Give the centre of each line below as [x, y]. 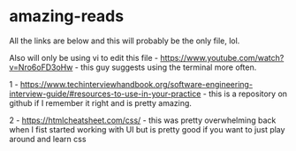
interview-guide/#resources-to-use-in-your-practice [105, 94]
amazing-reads [67, 16]
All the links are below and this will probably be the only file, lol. [125, 41]
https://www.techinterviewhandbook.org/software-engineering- [137, 84]
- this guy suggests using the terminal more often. [166, 67]
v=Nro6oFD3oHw [41, 67]
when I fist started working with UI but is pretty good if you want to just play [147, 129]
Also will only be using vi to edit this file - [84, 57]
